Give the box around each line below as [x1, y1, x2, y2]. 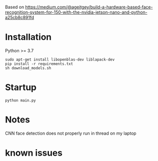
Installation [5, 32, 52, 43]
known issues [5, 147, 63, 158]
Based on [5, 4, 24, 10]
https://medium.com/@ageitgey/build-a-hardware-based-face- [25, 4, 153, 10]
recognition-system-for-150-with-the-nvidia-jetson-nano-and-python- [5, 9, 148, 15]
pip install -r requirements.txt [5, 61, 73, 66]
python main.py [5, 98, 36, 103]
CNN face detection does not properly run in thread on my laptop [5, 130, 136, 136]
